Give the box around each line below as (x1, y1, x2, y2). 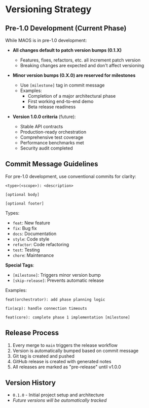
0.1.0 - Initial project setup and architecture (12, 392, 104, 398)
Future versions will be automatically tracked (12, 397, 107, 403)
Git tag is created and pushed (12, 353, 75, 359)
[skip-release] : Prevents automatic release (12, 277, 104, 283)
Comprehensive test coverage (20, 134, 84, 140)
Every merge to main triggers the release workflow (12, 342, 118, 348)
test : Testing (12, 247, 40, 253)
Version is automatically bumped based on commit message (12, 347, 139, 354)
